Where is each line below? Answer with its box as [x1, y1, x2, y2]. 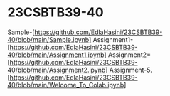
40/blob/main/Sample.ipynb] [7, 35, 92, 43]
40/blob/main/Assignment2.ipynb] [7, 65, 108, 74]
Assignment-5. [109, 65, 153, 74]
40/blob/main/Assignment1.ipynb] [7, 50, 107, 59]
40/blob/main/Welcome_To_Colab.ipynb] [7, 80, 127, 89]
